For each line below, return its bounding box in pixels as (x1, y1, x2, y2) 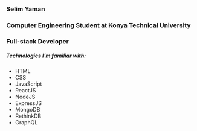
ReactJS (15, 86, 36, 94)
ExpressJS (15, 99, 42, 107)
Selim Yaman (6, 5, 45, 13)
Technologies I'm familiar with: (6, 52, 86, 59)
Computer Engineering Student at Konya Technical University (6, 21, 191, 29)
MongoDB (15, 106, 40, 113)
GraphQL (15, 118, 38, 126)
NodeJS (15, 93, 36, 100)
